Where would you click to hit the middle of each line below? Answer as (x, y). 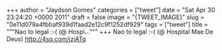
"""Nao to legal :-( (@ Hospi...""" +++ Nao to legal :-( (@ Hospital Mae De (110, 32)
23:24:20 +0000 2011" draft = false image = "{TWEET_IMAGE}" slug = (106, 17)
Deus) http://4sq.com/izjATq (46, 39)
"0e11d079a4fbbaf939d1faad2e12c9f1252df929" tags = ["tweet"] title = (107, 24)
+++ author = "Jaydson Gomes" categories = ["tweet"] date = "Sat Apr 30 (111, 10)
